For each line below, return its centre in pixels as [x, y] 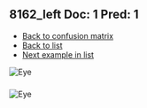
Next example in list [58, 54]
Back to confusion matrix [67, 35]
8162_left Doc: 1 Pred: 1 [74, 15]
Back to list [42, 45]
